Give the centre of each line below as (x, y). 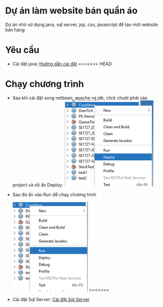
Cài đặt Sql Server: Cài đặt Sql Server (51, 299)
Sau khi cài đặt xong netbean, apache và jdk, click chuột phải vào (80, 98)
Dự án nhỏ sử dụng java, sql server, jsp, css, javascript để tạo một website (82, 24)
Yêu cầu (22, 50)
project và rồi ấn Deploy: (38, 185)
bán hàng (15, 29)
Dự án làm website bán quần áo (71, 11)
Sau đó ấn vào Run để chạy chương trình (54, 194)
